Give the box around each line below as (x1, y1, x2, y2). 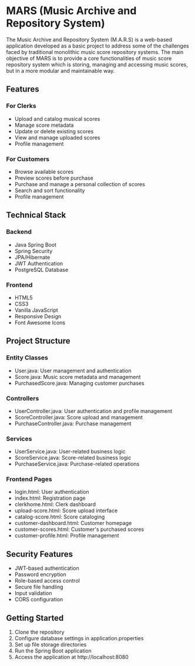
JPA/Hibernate (14, 254, 51, 261)
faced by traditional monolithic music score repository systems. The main (6, 48, 184, 55)
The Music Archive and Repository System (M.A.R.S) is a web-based (6, 36, 172, 43)
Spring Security (14, 247, 53, 254)
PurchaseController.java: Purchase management (14, 420, 132, 427)
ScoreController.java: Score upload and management (14, 413, 143, 421)
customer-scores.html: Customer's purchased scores (14, 526, 144, 533)
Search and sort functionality (14, 187, 85, 194)
